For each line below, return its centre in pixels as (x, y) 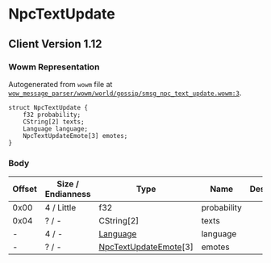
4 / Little (60, 208)
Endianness (68, 194)
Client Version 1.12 (55, 44)
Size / (68, 184)
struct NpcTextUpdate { (48, 107)
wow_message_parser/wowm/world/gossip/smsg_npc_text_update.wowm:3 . (125, 93)
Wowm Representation (54, 67)
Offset (25, 189)
